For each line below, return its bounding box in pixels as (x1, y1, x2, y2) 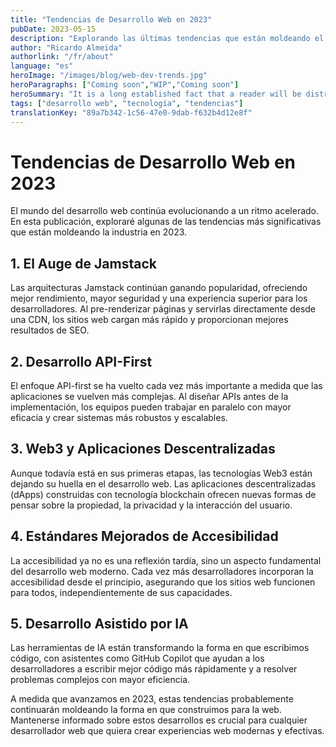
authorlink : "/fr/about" (10, 52, 114, 62)
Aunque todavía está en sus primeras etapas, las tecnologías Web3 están (10, 467, 313, 479)
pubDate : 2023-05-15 (10, 24, 97, 34)
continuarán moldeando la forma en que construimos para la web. (10, 704, 282, 716)
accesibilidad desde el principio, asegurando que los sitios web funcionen (10, 576, 316, 588)
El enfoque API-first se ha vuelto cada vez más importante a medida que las (10, 379, 323, 391)
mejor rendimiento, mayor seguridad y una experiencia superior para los (10, 292, 308, 305)
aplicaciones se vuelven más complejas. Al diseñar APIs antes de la (10, 390, 289, 402)
